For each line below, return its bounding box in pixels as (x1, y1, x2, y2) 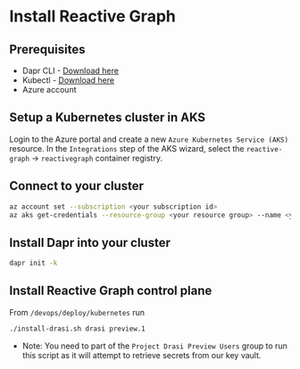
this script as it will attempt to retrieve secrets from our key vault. (21, 349, 262, 360)
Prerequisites (9, 42, 86, 57)
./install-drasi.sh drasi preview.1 (9, 324, 146, 333)
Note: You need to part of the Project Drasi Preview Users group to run (21, 340, 287, 351)
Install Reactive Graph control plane (9, 283, 212, 299)
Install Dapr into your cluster (9, 234, 171, 250)
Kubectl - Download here (21, 75, 114, 86)
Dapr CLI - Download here (21, 65, 119, 76)
